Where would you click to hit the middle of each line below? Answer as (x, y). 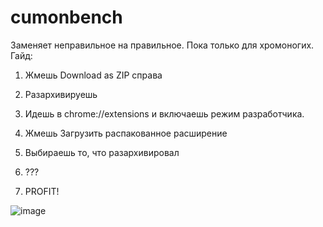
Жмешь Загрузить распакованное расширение (126, 133)
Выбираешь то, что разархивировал (102, 152)
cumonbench (66, 17)
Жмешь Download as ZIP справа (93, 75)
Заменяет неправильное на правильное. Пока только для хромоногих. (162, 45)
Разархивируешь (61, 94)
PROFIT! (42, 191)
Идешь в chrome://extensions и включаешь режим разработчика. (164, 113)
